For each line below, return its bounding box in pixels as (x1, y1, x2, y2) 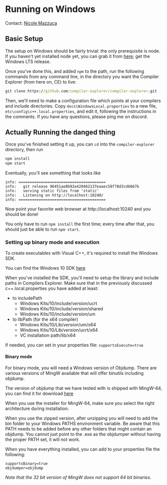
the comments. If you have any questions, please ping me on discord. (5, 114, 148, 120)
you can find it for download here (5, 390, 74, 396)
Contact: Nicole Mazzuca (5, 20, 57, 26)
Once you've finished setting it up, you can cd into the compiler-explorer (5, 141, 155, 147)
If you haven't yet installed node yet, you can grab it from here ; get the (5, 53, 151, 59)
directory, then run (5, 147, 43, 153)
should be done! (5, 211, 39, 217)
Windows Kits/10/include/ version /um (19, 311, 96, 317)
